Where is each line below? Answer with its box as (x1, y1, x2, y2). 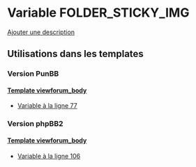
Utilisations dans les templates (7, 48, 144, 60)
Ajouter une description (7, 28, 75, 36)
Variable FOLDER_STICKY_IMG (7, 5, 190, 21)
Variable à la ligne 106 (17, 152, 81, 160)
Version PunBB (7, 69, 59, 79)
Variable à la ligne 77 (17, 102, 78, 110)
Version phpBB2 (7, 119, 64, 129)
